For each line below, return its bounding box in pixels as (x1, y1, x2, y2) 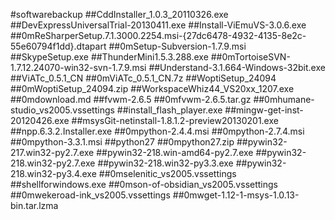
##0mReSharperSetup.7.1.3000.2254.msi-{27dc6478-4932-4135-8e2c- (10, 30, 307, 41)
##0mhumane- (253, 94, 315, 105)
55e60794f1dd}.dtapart (10, 40, 107, 52)
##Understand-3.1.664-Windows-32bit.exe (148, 62, 326, 73)
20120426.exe (10, 115, 70, 126)
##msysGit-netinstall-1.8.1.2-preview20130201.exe (71, 115, 279, 126)
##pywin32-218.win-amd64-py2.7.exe (96, 147, 254, 158)
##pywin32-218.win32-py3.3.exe (97, 157, 234, 169)
